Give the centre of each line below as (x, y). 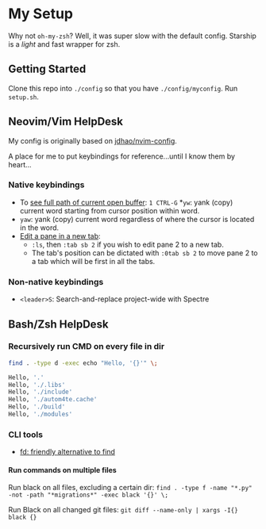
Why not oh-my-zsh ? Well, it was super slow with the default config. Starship (132, 36)
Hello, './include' (40, 392)
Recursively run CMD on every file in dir (87, 347)
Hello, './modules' (40, 414)
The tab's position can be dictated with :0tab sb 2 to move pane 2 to (145, 253)
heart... (20, 164)
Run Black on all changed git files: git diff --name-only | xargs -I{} (123, 510)
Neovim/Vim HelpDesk (66, 122)
